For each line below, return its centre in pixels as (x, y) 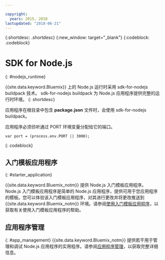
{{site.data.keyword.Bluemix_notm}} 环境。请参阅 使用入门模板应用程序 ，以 (82, 204)
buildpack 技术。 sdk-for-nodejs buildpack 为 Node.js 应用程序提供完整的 (80, 93)
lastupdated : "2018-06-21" (33, 23)
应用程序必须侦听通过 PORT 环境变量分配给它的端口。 (60, 127)
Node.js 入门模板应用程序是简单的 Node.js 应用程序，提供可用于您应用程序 (82, 191)
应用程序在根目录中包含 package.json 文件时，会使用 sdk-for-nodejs (76, 110)
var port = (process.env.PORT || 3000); (48, 136)
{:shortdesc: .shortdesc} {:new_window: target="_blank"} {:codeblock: (78, 37)
